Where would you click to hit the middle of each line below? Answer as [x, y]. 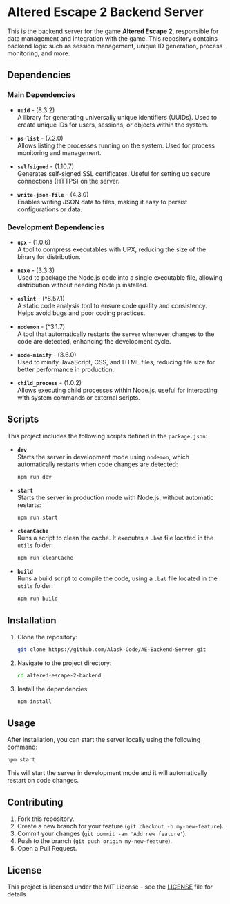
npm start [21, 760]
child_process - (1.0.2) [49, 382]
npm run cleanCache [45, 558]
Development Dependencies [56, 227]
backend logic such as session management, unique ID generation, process [115, 46]
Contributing [35, 802]
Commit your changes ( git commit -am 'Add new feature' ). [102, 834]
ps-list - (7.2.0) [40, 138]
